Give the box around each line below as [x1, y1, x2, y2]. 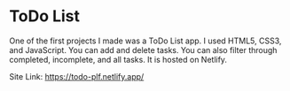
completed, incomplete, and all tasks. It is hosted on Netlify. [9, 54, 228, 64]
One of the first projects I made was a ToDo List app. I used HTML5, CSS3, [9, 35, 282, 46]
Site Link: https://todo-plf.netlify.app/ [9, 71, 145, 81]
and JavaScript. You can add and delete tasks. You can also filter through [9, 44, 278, 55]
